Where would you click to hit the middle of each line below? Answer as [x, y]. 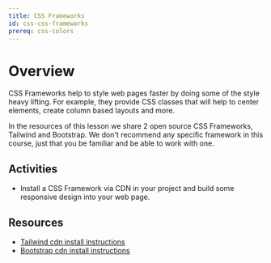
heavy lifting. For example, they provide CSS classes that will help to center [134, 102]
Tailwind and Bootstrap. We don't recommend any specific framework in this [136, 135]
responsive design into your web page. [85, 197]
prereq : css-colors [41, 31]
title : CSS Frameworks [47, 16]
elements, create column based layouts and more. [92, 111]
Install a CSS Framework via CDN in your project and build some [127, 189]
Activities [33, 169]
